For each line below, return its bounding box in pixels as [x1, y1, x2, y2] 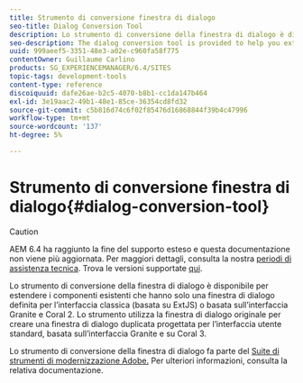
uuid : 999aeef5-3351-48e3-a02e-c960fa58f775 [9, 47, 179, 56]
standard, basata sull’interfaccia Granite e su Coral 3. [9, 328, 207, 339]
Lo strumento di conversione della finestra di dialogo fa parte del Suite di [9, 345, 280, 356]
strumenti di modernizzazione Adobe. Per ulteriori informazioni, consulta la [9, 355, 288, 366]
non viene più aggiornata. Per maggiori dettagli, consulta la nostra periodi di [9, 253, 292, 264]
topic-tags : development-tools [9, 72, 127, 81]
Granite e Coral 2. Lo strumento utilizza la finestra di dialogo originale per [9, 308, 281, 320]
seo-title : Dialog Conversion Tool [9, 22, 143, 31]
